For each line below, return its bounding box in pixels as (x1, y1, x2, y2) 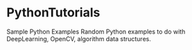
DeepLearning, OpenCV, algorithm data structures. (6, 34, 152, 42)
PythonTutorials (6, 5, 101, 21)
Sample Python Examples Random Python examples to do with (6, 27, 186, 36)
